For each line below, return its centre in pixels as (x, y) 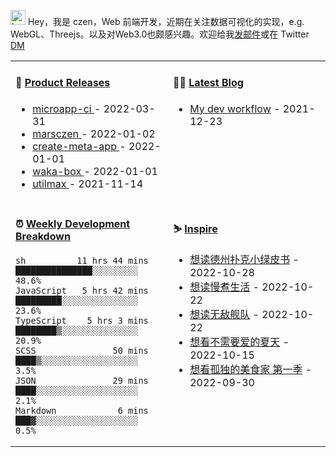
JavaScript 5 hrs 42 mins (82, 291)
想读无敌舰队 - (224, 315)
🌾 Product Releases (63, 83)
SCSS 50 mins (82, 351)
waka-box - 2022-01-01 (95, 171)
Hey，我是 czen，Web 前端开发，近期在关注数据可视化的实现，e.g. (166, 21)
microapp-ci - (67, 108)
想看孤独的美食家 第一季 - (251, 370)
